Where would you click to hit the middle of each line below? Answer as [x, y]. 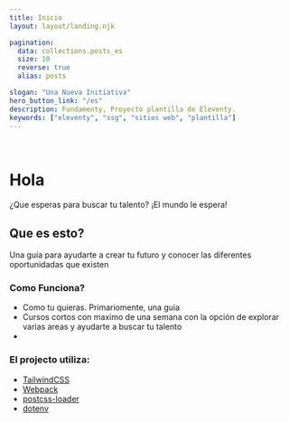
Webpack [40, 389]
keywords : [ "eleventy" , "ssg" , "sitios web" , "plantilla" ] [123, 117]
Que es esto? [47, 233]
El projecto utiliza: [50, 360]
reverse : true [44, 68]
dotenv [36, 408]
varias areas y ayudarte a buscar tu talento [102, 327]
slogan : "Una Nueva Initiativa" [70, 92]
